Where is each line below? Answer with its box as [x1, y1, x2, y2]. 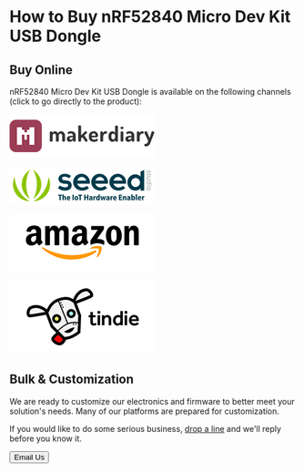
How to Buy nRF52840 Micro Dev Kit [9, 6, 291, 27]
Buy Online [9, 62, 73, 77]
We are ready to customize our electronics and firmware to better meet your [9, 396, 295, 406]
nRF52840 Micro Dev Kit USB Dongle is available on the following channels [9, 87, 291, 97]
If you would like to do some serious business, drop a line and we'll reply [9, 423, 282, 434]
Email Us [14, 452, 46, 462]
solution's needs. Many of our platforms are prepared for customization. [9, 406, 280, 416]
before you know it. [9, 433, 82, 444]
